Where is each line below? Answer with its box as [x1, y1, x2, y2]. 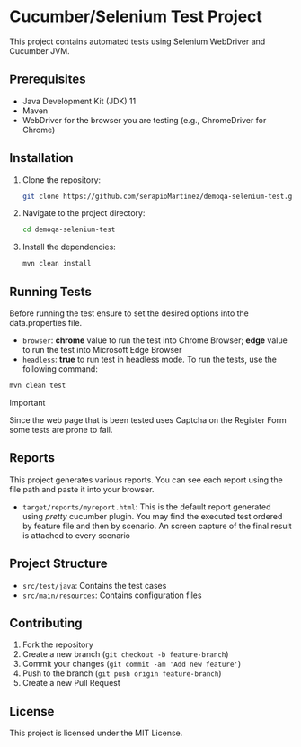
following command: [22, 364, 99, 374]
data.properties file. [9, 318, 83, 328]
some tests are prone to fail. [9, 424, 113, 435]
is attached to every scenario [22, 529, 131, 541]
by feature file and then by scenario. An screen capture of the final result [22, 520, 292, 531]
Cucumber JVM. [9, 45, 70, 56]
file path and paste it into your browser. [9, 483, 155, 494]
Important [9, 397, 46, 408]
